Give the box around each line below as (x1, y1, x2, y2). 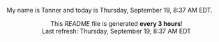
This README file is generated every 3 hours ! (50, 20, 183, 27)
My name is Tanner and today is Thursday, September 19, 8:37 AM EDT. (6, 6, 213, 14)
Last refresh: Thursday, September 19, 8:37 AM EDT (42, 27, 191, 35)
